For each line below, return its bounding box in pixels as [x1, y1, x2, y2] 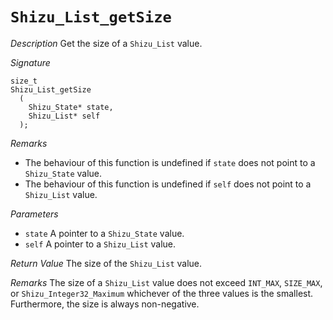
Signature [10, 56, 51, 68]
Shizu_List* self [28, 111, 101, 121]
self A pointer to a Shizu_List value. [24, 238, 177, 250]
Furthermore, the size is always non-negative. [10, 298, 200, 310]
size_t [10, 76, 38, 86]
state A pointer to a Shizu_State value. [24, 227, 185, 239]
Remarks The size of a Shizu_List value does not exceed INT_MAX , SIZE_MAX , [10, 276, 323, 288]
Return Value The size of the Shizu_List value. [10, 257, 203, 269]
